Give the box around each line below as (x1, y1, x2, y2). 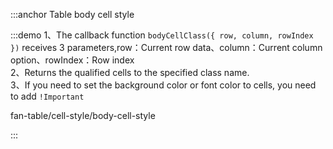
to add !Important (10, 90, 85, 102)
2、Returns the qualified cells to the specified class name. (10, 67, 250, 78)
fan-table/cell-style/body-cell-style (10, 110, 156, 121)
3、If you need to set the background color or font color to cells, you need (10, 79, 317, 91)
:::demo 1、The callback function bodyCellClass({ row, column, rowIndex (10, 29, 314, 41)
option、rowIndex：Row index (10, 54, 135, 66)
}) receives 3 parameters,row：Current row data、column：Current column (10, 42, 323, 53)
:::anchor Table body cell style (10, 9, 135, 20)
